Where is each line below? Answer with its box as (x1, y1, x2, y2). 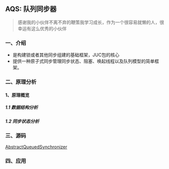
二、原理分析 (5, 78, 37, 86)
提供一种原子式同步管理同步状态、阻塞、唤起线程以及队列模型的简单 (12, 58, 155, 64)
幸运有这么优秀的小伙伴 (17, 25, 67, 31)
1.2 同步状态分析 (5, 118, 39, 124)
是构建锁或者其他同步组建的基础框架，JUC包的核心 (12, 52, 120, 58)
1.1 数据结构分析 (5, 104, 38, 110)
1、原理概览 (5, 92, 30, 98)
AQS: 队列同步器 (5, 5, 57, 14)
